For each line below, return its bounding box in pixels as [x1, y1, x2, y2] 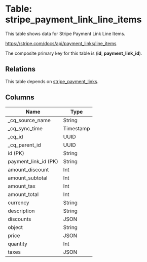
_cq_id [8, 133, 23, 140]
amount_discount [8, 166, 49, 173]
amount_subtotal [8, 174, 48, 181]
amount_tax [8, 182, 36, 190]
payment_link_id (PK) [8, 158, 58, 165]
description [8, 207, 35, 214]
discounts [8, 215, 31, 222]
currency [8, 199, 29, 206]
